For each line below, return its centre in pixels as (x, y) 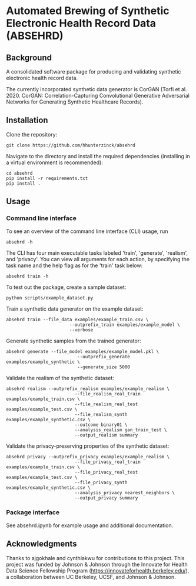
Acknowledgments (42, 544)
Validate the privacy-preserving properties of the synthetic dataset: (88, 446)
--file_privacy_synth (101, 482)
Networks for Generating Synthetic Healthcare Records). (75, 102)
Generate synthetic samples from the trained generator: (74, 341)
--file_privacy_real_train (108, 462)
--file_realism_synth (101, 414)
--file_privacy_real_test (106, 472)
